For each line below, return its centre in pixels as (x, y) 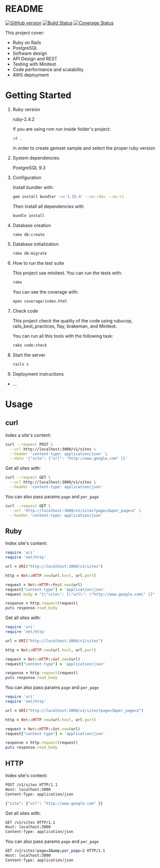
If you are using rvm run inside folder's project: (62, 129)
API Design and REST (35, 58)
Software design (30, 53)
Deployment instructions (38, 374)
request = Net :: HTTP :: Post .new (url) (44, 585)
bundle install (29, 215)
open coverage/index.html (40, 301)
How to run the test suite (38, 263)
